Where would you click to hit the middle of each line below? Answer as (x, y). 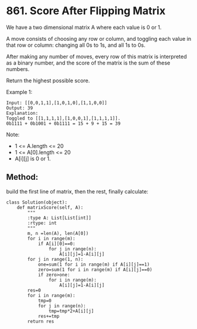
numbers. (18, 69)
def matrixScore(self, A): (50, 207)
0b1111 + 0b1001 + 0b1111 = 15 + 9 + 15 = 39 (63, 123)
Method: (22, 177)
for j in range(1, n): (55, 259)
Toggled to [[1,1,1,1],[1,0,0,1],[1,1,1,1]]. (63, 118)
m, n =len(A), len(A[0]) (58, 233)
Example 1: (19, 92)
